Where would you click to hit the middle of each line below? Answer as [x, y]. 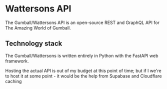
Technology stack [34, 44]
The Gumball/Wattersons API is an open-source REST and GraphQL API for [82, 22]
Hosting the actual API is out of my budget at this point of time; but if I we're [83, 70]
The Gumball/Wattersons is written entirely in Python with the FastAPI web [82, 55]
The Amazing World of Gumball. [38, 27]
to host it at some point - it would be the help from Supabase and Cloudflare [83, 76]
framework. [17, 61]
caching [13, 81]
